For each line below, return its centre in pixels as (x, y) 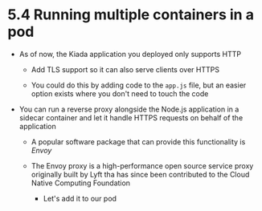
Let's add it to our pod (80, 198)
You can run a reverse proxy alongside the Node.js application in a (129, 109)
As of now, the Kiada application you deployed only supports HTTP (130, 54)
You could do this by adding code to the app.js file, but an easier (139, 85)
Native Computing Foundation (80, 183)
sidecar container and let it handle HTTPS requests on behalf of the (131, 117)
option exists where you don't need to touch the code (120, 93)
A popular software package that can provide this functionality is (138, 141)
